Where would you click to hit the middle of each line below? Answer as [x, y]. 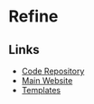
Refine [33, 17]
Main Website [47, 81]
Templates [41, 90]
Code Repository [53, 71]
